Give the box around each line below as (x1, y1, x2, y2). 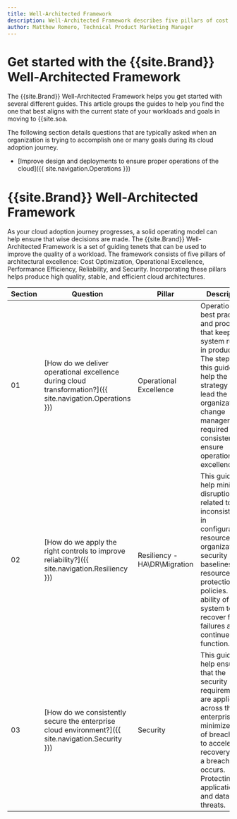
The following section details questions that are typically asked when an (7, 128, 217, 137)
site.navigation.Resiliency (44, 564, 128, 574)
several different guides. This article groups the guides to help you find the (7, 99, 224, 108)
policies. (200, 586, 229, 596)
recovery (200, 747, 231, 757)
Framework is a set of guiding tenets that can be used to (42, 243, 207, 251)
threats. (200, 800, 226, 810)
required (200, 425, 229, 435)
